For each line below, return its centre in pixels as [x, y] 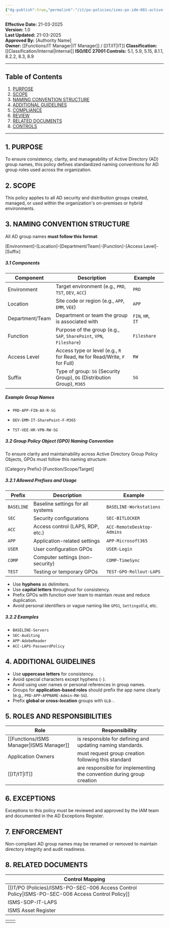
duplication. [25, 600]
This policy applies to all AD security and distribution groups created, [77, 198]
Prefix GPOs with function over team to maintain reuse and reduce [81, 595]
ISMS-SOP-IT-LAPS [32, 902]
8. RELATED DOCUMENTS [47, 865]
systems [44, 510]
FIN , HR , [141, 316]
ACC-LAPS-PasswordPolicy [38, 646]
